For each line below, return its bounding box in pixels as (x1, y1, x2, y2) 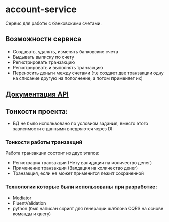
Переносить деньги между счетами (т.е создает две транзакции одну (12, 70, 164, 76)
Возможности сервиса (5, 35, 82, 43)
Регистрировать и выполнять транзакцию (12, 64, 103, 70)
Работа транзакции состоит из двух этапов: (5, 150, 100, 156)
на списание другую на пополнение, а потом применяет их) (12, 75, 143, 81)
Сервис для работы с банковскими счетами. (5, 20, 102, 26)
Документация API (5, 90, 69, 99)
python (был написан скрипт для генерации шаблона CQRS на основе (12, 205, 164, 211)
